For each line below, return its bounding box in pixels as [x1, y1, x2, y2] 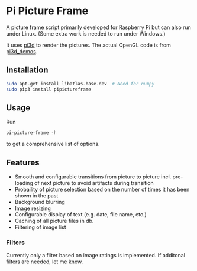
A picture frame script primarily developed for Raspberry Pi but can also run [6, 24, 191, 31]
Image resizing [14, 205, 51, 212]
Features [6, 157, 40, 167]
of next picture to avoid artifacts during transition [34, 180, 154, 187]
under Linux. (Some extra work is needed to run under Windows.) [6, 30, 166, 37]
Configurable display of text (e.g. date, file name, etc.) [14, 211, 147, 218]
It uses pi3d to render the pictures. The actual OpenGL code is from [6, 42, 172, 49]
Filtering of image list [14, 224, 66, 231]
